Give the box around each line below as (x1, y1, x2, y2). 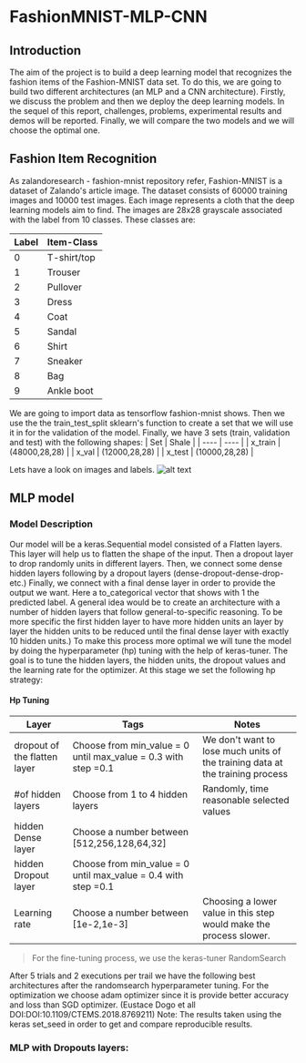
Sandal (46, 325, 77, 338)
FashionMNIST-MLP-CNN (9, 6, 208, 27)
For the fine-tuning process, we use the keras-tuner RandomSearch (31, 952, 287, 963)
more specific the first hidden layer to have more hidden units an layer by (9, 616, 284, 627)
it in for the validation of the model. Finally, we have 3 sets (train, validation (9, 426, 291, 438)
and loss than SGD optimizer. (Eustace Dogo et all (9, 999, 196, 1010)
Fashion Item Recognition (9, 151, 158, 167)
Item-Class (46, 235, 98, 248)
